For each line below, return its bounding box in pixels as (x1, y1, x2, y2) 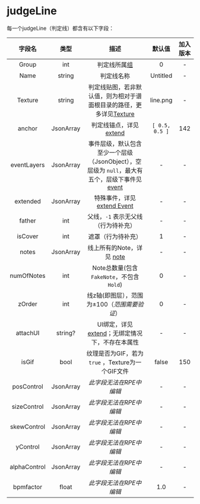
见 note (104, 252, 125, 261)
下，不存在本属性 (91, 338, 139, 346)
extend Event (96, 201, 134, 209)
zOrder (18, 299, 38, 308)
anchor (17, 124, 38, 132)
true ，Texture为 (88, 358, 136, 367)
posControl (12, 382, 43, 390)
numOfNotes (9, 271, 46, 280)
